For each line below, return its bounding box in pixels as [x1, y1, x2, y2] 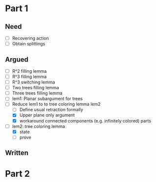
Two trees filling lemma [12, 85, 60, 91]
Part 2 [5, 168, 30, 180]
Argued [5, 55, 28, 63]
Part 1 [5, 3, 28, 14]
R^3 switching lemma [12, 79, 55, 85]
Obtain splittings [12, 41, 45, 47]
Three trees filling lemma [12, 90, 63, 96]
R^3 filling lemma [12, 74, 47, 80]
